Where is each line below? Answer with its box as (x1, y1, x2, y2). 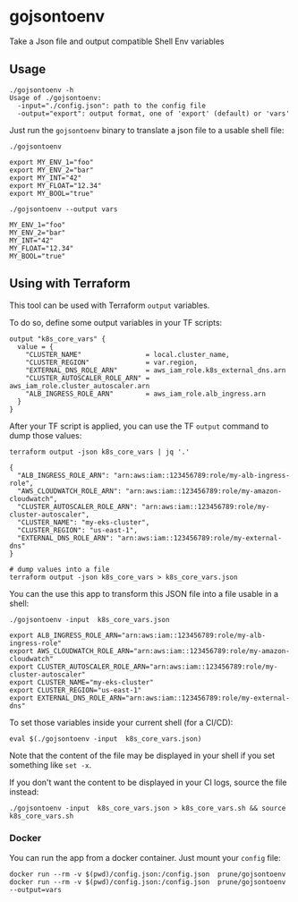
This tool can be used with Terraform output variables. (9, 300, 210, 311)
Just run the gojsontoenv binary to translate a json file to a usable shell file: (9, 124, 285, 135)
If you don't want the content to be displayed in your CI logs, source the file (9, 777, 287, 787)
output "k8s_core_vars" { (9, 334, 106, 344)
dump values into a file (17, 565, 110, 574)
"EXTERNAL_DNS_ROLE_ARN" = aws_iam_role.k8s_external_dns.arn (25, 365, 286, 375)
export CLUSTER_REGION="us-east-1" (9, 685, 142, 694)
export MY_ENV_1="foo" (9, 157, 94, 166)
